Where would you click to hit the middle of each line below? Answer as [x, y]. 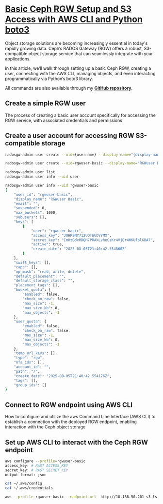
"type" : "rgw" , [29, 358]
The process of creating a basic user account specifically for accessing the [81, 115]
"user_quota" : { [30, 322]
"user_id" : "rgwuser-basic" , [43, 194]
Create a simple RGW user [45, 103]
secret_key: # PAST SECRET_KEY [37, 470]
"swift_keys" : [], [32, 262]
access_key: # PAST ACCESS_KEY [37, 465]
